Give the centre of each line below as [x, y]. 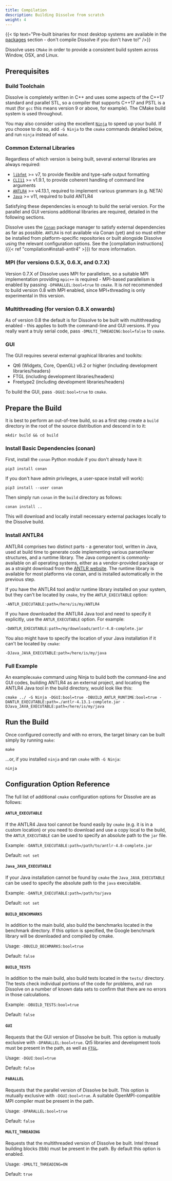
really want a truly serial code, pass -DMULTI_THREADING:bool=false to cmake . [85, 331]
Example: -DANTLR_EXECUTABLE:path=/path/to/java [58, 893]
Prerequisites [27, 71]
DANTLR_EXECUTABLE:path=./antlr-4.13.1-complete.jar [63, 702]
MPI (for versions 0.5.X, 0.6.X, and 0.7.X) [58, 262]
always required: [23, 165]
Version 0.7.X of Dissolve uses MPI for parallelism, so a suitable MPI [77, 274]
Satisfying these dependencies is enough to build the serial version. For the [85, 206]
